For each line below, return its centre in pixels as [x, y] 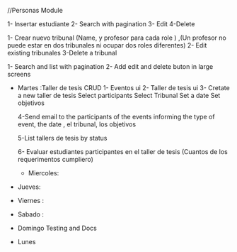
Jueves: [29, 187]
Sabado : [31, 214]
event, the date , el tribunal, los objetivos [77, 124]
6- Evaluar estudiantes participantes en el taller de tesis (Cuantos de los [122, 152]
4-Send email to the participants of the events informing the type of [116, 117]
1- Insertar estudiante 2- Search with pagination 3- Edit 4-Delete [101, 24]
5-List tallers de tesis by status [62, 138]
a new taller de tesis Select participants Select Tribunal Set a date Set [119, 95]
